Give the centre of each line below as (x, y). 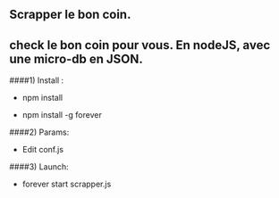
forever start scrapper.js (67, 184)
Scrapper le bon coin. (70, 15)
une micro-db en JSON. (76, 58)
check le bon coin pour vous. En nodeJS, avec (140, 45)
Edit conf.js (43, 150)
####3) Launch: (39, 167)
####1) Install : (37, 80)
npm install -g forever (62, 115)
